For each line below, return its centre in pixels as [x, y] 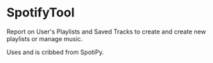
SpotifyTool [41, 13]
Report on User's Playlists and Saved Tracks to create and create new [106, 32]
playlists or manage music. [45, 38]
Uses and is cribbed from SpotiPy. [56, 52]
